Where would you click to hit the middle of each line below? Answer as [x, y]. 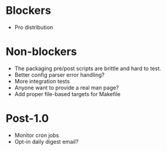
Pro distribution [34, 27]
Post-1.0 [27, 119]
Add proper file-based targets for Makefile [67, 94]
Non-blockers [41, 52]
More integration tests [42, 81]
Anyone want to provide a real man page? [66, 88]
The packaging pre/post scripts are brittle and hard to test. [88, 68]
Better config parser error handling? [59, 75]
